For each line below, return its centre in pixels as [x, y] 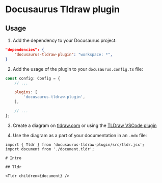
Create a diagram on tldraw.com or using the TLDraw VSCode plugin [85, 125]
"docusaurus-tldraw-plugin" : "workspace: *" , [64, 55]
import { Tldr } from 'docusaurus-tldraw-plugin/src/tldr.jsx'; [75, 145]
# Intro [13, 158]
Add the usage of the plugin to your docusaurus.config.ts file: [78, 69]
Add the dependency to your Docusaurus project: [65, 40]
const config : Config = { [33, 78]
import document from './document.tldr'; [50, 149]
